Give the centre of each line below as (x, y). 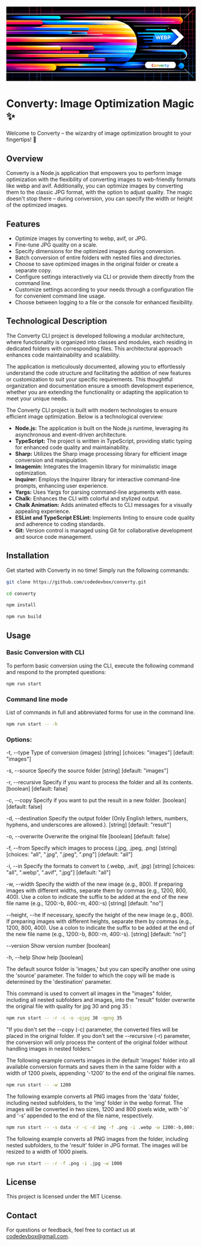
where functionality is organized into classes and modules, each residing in (99, 342)
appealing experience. (43, 511)
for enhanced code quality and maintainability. (72, 447)
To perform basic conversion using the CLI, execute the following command (100, 666)
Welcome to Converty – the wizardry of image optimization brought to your (99, 133)
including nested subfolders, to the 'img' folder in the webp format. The (95, 1103)
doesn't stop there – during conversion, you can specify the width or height (99, 198)
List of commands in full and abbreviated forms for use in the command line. (101, 712)
